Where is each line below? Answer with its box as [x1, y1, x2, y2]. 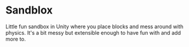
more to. [5, 35, 26, 42]
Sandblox [5, 4, 53, 17]
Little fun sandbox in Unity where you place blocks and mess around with [5, 23, 184, 30]
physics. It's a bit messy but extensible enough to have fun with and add [5, 29, 181, 36]
